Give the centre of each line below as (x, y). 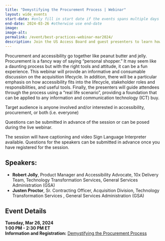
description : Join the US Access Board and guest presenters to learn (79, 42)
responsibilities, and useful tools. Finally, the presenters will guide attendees (82, 87)
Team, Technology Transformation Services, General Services (75, 180)
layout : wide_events (26, 14)
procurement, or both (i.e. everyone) (42, 112)
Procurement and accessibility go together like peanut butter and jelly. (76, 56)
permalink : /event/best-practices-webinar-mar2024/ (59, 37)
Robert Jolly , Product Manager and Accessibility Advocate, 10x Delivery (85, 174)
